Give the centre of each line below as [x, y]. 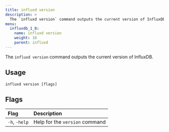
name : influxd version [38, 33]
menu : [11, 24]
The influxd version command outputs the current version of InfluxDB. [79, 57]
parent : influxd [31, 43]
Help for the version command [70, 122]
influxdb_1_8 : [24, 29]
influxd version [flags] [31, 84]
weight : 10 [26, 38]
